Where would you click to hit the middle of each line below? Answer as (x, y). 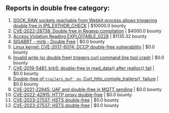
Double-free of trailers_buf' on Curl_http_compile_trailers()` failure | (86, 78)
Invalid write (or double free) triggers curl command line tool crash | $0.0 (89, 57)
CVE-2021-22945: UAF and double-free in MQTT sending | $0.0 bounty (87, 89)
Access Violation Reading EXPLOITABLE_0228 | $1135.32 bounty (80, 36)
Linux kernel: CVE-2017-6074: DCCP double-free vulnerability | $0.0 (84, 46)
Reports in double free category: (58, 8)
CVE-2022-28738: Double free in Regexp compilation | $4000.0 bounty (87, 31)
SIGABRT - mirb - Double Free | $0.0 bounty (59, 41)
